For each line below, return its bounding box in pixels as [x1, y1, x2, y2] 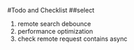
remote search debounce [17, 20, 92, 27]
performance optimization [17, 27, 93, 35]
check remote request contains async [17, 35, 128, 43]
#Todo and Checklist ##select [7, 6, 95, 14]
